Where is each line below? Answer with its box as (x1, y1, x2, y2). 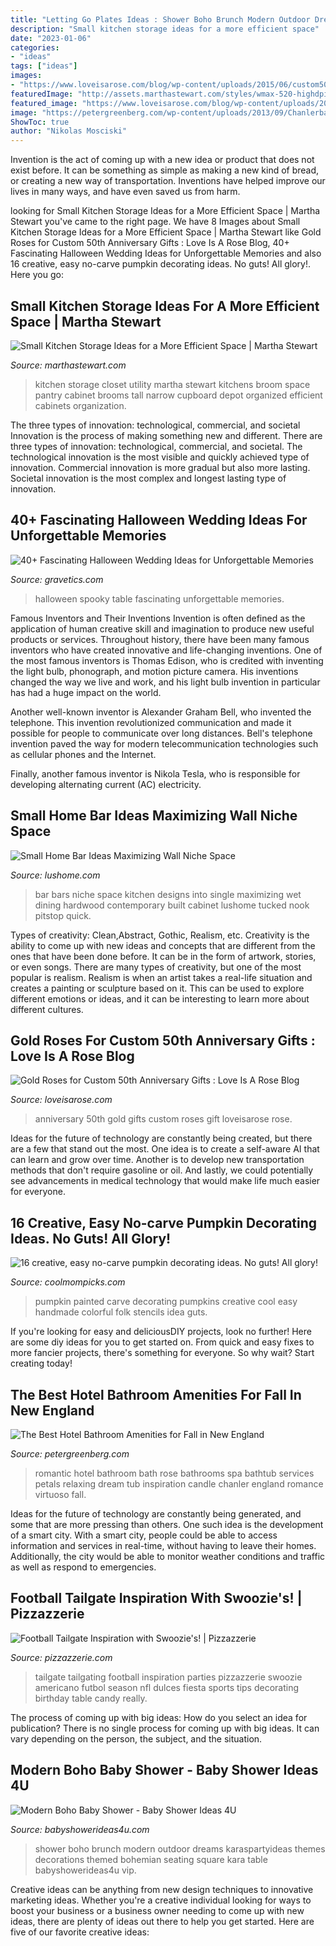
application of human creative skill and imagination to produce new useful (10, 622, 315, 635)
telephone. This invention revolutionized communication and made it (10, 716, 292, 728)
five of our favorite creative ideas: (10, 1926, 150, 1938)
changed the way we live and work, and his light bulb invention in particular (10, 676, 321, 688)
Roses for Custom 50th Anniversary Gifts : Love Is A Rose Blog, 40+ (10, 237, 290, 249)
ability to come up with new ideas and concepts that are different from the (10, 939, 316, 951)
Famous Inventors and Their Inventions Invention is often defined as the (10, 612, 306, 624)
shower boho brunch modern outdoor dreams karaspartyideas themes (34, 1842, 326, 1855)
